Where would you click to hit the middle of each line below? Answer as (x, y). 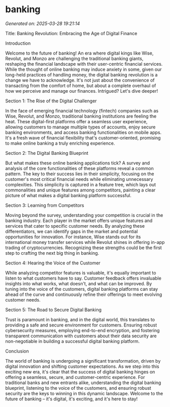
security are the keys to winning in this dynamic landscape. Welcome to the (84, 393)
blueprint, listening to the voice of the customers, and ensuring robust (78, 388)
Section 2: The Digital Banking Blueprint (47, 153)
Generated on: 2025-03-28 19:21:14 (43, 23)
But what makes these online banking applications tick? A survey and (78, 163)
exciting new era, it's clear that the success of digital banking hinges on (80, 372)
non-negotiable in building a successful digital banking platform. (73, 341)
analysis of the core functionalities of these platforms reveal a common (79, 168)
